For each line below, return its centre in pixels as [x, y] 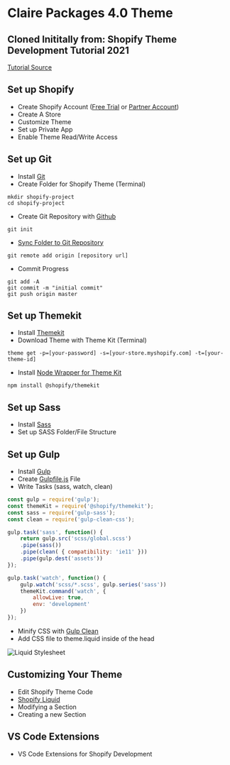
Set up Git [29, 159]
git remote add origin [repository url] [68, 255]
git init [20, 229]
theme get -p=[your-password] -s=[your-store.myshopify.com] [100, 353]
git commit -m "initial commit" [55, 288]
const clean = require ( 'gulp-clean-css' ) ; [71, 519]
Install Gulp [34, 472]
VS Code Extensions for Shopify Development [85, 754]
